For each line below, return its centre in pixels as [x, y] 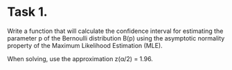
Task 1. [27, 12]
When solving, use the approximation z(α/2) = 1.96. [80, 58]
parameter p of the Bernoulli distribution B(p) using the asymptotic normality [116, 38]
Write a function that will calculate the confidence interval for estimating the [115, 31]
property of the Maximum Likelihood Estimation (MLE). [85, 45]
